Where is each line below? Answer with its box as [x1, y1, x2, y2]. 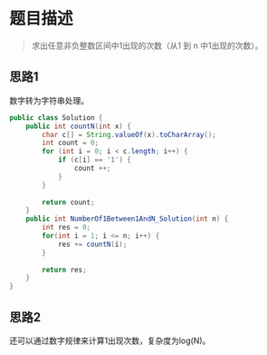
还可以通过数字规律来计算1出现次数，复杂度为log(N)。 [9, 335, 211, 346]
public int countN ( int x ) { [25, 122, 131, 131]
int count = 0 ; [42, 138, 100, 148]
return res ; [42, 265, 88, 274]
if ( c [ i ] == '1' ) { [57, 155, 131, 164]
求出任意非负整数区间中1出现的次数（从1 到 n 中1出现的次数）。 [31, 40, 263, 51]
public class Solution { [9, 113, 103, 123]
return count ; [42, 197, 95, 207]
